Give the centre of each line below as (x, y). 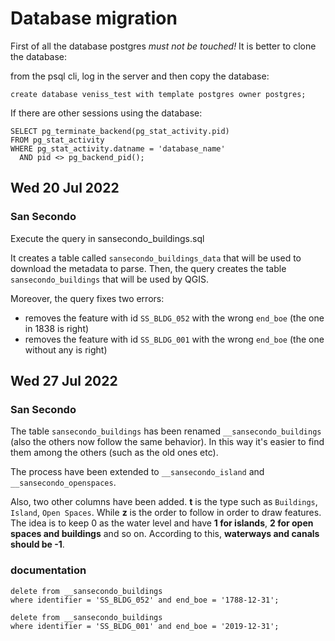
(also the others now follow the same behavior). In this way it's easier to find (167, 442)
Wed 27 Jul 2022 (64, 381)
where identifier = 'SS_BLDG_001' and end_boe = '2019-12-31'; (145, 626)
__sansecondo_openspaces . (63, 483)
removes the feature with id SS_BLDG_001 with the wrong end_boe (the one (174, 339)
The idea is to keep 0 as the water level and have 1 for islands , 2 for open (162, 523)
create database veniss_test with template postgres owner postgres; (158, 94)
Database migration (94, 18)
